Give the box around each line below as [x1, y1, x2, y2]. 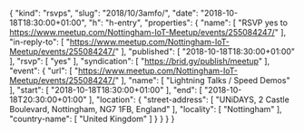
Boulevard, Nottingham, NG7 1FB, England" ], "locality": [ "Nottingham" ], [9, 104, 283, 114]
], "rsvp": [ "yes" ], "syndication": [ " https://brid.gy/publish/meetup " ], [9, 56, 270, 66]
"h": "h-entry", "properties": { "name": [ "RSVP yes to [88, 17, 289, 28]
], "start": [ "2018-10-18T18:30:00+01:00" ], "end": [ [9, 85, 202, 95]
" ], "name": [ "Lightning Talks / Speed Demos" [114, 75, 290, 85]
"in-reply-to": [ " [9, 36, 71, 47]
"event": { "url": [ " [9, 65, 79, 76]
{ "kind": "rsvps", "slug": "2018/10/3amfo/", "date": [9, 8, 199, 18]
